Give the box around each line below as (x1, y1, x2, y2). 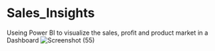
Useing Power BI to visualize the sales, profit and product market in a (6, 28, 209, 37)
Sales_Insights (6, 5, 95, 21)
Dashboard (6, 35, 40, 44)
